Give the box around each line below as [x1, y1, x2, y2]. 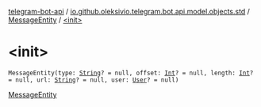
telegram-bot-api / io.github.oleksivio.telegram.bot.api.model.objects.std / [8, 7, 250, 16]
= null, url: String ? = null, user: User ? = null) [8, 75, 179, 84]
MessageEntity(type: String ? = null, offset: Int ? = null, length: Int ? [8, 69, 254, 77]
